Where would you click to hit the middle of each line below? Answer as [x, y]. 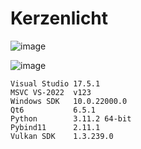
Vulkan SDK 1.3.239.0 [62, 136]
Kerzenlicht [59, 18]
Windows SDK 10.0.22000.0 [69, 101]
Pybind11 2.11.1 [55, 127]
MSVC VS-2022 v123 [51, 92]
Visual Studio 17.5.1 [55, 83]
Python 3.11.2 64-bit [71, 118]
